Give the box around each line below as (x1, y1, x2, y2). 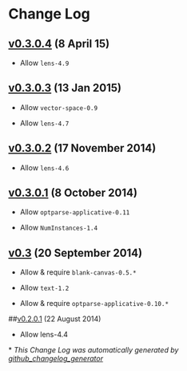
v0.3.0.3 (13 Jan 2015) (8, 81, 122, 95)
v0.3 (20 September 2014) (8, 246, 142, 259)
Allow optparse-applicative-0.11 (19, 207, 130, 217)
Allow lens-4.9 (19, 58, 70, 67)
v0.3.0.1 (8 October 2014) (8, 186, 138, 200)
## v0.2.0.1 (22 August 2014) (8, 314, 101, 324)
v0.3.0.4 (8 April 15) (8, 37, 110, 51)
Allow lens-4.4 (19, 330, 69, 340)
